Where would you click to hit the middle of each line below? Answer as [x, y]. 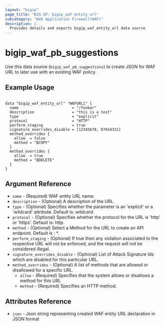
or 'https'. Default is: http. [38, 222]
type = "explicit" [54, 116]
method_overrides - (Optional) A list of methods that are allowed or [80, 265]
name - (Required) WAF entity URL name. [53, 196]
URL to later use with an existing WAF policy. [51, 72]
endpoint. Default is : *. [36, 233]
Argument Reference [38, 184]
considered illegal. [31, 249]
